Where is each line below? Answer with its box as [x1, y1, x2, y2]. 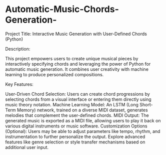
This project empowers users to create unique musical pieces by [5, 55, 138, 61]
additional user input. [5, 144, 49, 150]
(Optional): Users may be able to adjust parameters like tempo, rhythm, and [5, 128, 160, 134]
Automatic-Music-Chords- [5, 4, 119, 15]
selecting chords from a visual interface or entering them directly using [5, 96, 151, 102]
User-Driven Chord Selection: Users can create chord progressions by [5, 91, 150, 97]
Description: [5, 46, 30, 52]
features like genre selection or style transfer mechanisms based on [5, 139, 145, 145]
